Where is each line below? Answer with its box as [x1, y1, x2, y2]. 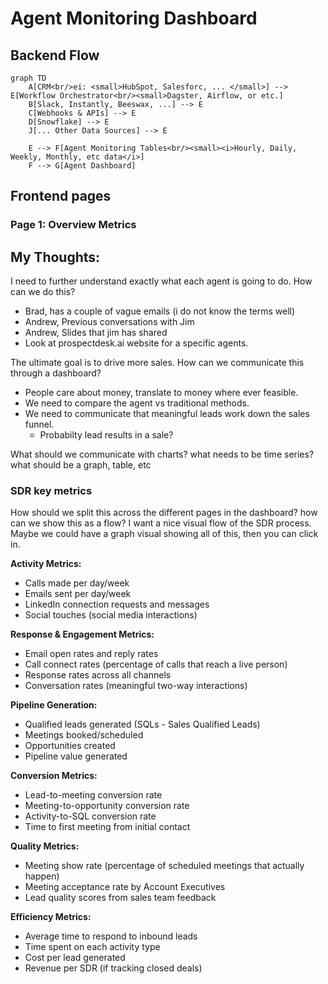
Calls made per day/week [24, 577, 130, 589]
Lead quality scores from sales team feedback [24, 892, 217, 904]
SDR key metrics [10, 484, 93, 498]
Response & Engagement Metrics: [10, 628, 155, 641]
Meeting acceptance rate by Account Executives [24, 881, 226, 893]
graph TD [10, 73, 47, 83]
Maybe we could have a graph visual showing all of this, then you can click [10, 528, 319, 540]
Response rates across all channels [24, 669, 172, 681]
